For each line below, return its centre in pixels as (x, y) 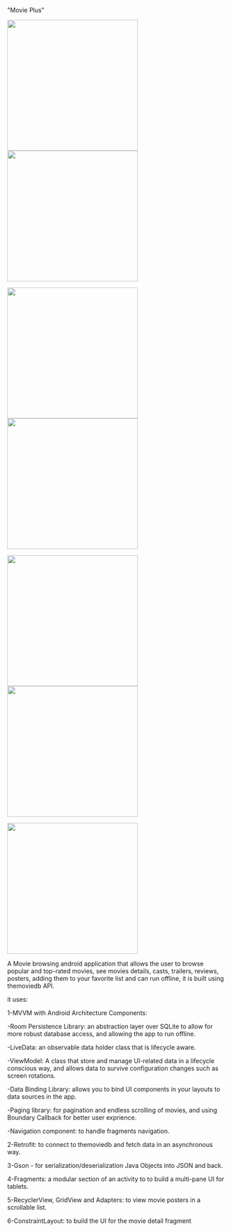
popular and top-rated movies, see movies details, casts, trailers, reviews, (113, 971)
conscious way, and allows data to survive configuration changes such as (113, 1068)
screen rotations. (31, 1076)
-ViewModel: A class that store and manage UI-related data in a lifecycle (111, 1061)
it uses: (18, 999)
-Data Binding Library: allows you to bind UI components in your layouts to (114, 1089)
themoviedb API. (31, 986)
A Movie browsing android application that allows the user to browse (105, 963)
